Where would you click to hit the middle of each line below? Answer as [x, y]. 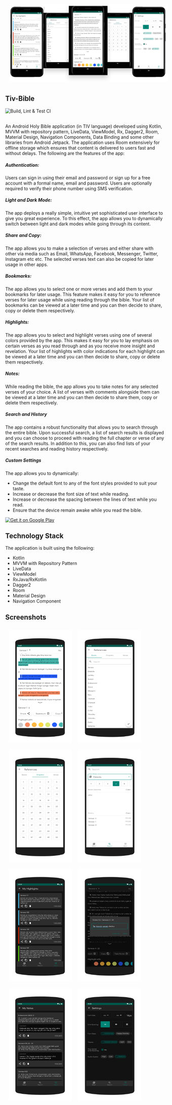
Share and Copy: [23, 235]
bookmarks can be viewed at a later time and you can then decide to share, [84, 305]
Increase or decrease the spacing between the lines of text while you [84, 499]
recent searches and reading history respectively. [57, 449]
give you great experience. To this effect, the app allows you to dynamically [84, 218]
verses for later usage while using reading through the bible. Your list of [80, 300]
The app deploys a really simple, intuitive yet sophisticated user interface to [84, 213]
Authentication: [22, 165]
